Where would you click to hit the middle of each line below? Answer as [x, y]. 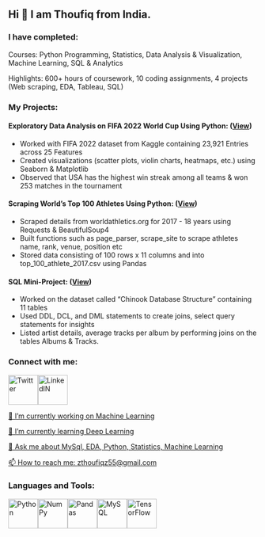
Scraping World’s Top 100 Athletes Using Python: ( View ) [103, 204]
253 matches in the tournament [71, 185]
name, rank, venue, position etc [71, 247]
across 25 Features [51, 152]
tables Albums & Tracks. [59, 341]
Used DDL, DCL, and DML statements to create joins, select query [127, 316]
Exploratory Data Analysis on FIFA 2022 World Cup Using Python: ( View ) [130, 126]
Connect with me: [43, 362]
